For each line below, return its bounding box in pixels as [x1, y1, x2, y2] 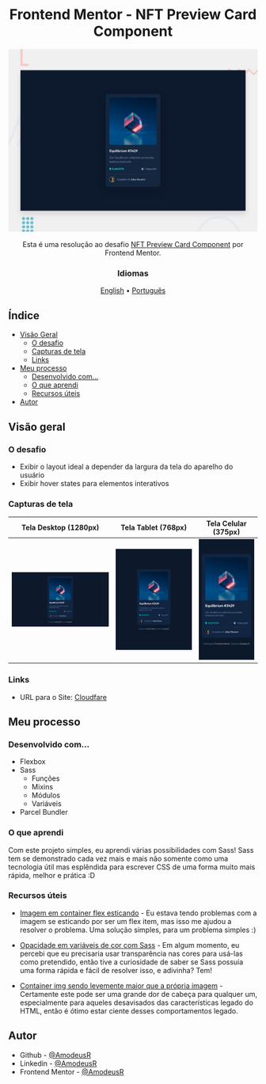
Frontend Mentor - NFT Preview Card [9, 6, 257, 24]
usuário [19, 470, 45, 480]
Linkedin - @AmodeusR [19, 1059, 97, 1068]
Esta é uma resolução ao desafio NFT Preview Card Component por [22, 240, 244, 249]
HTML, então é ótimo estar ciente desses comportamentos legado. [19, 1006, 239, 1015]
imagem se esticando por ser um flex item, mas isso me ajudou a [19, 916, 232, 926]
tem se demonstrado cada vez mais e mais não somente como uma [8, 854, 229, 863]
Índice [8, 309, 40, 322]
